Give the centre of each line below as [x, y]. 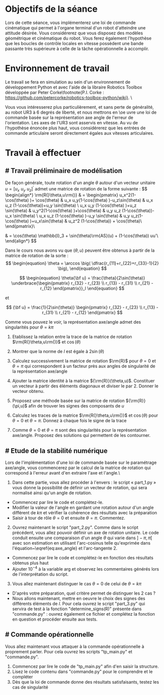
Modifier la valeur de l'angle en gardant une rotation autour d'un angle [83, 507]
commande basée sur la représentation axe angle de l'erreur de [69, 117]
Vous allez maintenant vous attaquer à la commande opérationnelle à [75, 646]
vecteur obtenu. [28, 391]
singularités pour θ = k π [29, 327]
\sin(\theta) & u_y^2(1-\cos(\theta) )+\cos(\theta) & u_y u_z [63, 211]
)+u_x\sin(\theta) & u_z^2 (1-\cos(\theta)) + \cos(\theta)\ [86, 221]
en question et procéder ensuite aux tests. [55, 619]
